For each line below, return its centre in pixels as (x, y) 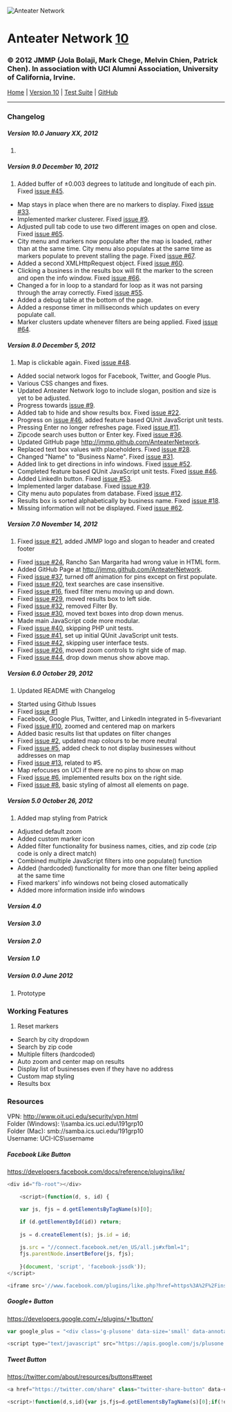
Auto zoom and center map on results (71, 1061)
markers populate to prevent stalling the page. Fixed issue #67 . (107, 256)
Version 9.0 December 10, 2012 (53, 166)
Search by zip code (45, 1047)
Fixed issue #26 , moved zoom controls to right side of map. (101, 650)
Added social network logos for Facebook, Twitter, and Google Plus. (114, 376)
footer (26, 548)
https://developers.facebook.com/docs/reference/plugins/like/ (96, 1172)
